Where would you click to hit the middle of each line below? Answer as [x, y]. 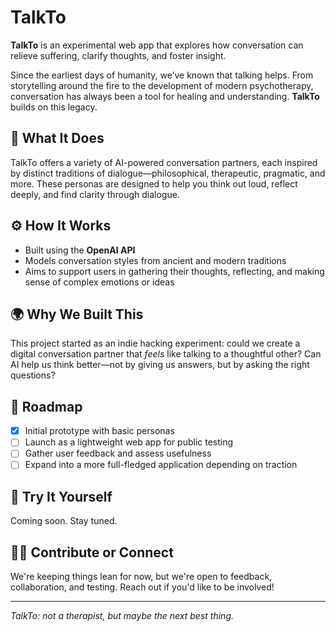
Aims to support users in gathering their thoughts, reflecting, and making [174, 271]
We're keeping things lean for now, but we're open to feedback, [141, 577]
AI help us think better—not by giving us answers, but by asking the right [160, 365]
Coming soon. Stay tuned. [64, 521]
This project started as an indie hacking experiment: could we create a [155, 343]
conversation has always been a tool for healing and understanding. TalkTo [165, 96]
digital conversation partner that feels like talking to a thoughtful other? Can [166, 354]
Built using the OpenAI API [80, 250]
